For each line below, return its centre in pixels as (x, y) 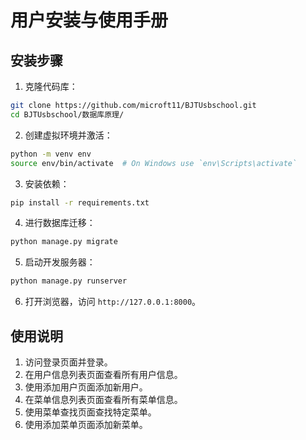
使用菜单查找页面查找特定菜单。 (90, 412)
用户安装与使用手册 (89, 20)
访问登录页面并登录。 (68, 362)
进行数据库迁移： (60, 223)
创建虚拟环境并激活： (68, 135)
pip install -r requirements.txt (80, 202)
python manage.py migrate (64, 242)
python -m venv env (51, 154)
